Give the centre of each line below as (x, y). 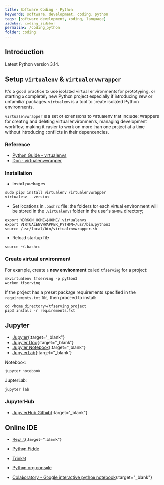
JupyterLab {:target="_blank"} (42, 353)
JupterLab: (16, 380)
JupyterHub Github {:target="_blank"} (50, 412)
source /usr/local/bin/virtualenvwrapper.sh (51, 229)
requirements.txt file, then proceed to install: (51, 297)
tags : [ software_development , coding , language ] (56, 19)
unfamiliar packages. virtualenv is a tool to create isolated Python (72, 101)
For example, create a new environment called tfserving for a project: (76, 270)
